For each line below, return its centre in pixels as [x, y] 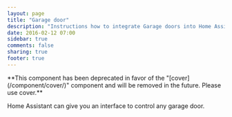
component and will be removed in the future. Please [146, 85]
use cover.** [25, 92]
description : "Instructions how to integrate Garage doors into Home [109, 26]
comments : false [30, 45]
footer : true [26, 58]
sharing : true [28, 52]
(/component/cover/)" [38, 85]
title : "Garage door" [38, 20]
